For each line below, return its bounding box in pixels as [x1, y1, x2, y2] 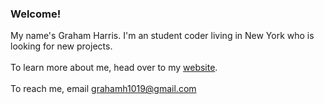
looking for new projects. [10, 40, 113, 52]
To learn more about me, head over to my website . [10, 62, 218, 74]
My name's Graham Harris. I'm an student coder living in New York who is [10, 30, 315, 42]
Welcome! [10, 7, 62, 21]
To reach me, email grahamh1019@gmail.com [10, 83, 197, 95]
